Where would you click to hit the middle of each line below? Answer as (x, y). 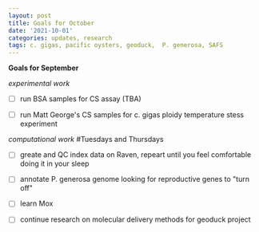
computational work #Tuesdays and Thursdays (86, 140)
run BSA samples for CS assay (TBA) (80, 99)
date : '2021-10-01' (41, 30)
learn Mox (36, 203)
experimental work (39, 84)
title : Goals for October (51, 23)
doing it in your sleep (54, 163)
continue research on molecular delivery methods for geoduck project (135, 219)
